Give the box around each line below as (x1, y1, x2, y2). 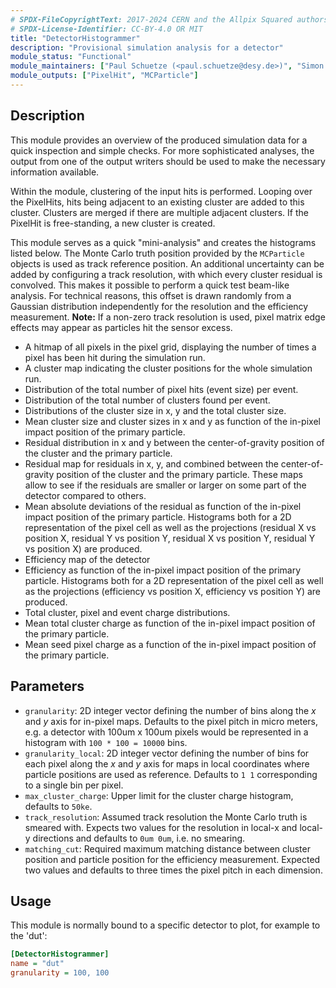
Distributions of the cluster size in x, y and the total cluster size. (24, 404, 287, 416)
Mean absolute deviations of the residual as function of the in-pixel (24, 500, 302, 512)
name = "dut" (10, 959, 65, 969)
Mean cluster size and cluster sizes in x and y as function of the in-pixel (24, 415, 321, 427)
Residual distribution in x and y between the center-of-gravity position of (24, 436, 325, 448)
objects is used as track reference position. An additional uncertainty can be (10, 257, 325, 270)
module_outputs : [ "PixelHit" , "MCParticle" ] (10, 71, 199, 81)
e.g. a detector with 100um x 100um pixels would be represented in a (24, 726, 309, 738)
